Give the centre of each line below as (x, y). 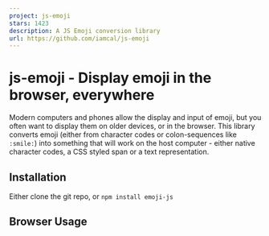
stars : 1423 (29, 23)
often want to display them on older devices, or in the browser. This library (132, 126)
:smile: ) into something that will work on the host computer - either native (132, 143)
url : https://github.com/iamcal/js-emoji (79, 38)
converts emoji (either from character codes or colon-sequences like (123, 135)
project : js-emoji (40, 16)
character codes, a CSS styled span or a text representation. (109, 152)
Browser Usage (48, 222)
